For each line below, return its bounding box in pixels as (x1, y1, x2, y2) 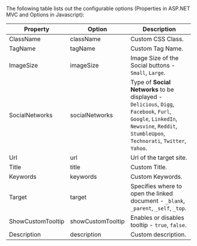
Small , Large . (130, 69, 166, 77)
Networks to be (130, 86, 174, 93)
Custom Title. (130, 163, 167, 171)
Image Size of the (130, 54, 179, 62)
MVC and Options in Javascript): (6, 11, 85, 18)
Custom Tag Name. (130, 45, 184, 52)
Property (24, 25, 50, 33)
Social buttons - (130, 61, 176, 69)
